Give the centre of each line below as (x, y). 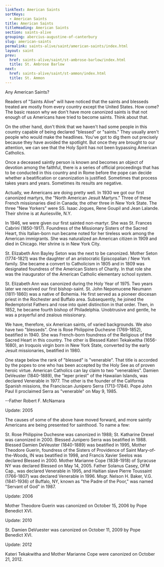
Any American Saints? (27, 92)
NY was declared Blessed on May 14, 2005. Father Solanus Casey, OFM (78, 465)
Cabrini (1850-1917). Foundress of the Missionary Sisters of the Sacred (76, 228)
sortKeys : (15, 14)
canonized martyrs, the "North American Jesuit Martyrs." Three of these (78, 198)
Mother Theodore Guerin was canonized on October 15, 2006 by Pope (76, 505)
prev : (11, 55)
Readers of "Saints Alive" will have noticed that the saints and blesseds (77, 102)
